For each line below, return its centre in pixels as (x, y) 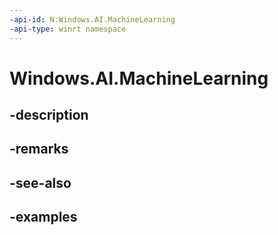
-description (49, 115)
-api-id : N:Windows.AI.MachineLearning (92, 19)
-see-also (40, 182)
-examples (43, 217)
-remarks (39, 149)
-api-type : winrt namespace (68, 29)
